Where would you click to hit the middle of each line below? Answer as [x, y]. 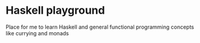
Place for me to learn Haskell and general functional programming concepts [100, 27]
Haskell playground [55, 10]
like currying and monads [37, 33]
